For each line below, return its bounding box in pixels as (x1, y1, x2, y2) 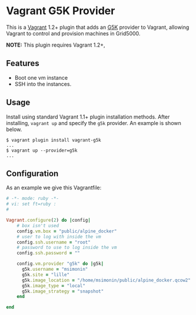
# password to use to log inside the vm (16, 245, 117, 251)
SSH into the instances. (14, 80, 72, 87)
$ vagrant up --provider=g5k (6, 147, 78, 153)
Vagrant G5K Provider (6, 4, 115, 18)
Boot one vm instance (14, 74, 68, 81)
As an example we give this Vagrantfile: (6, 184, 102, 191)
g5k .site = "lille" (21, 271, 69, 278)
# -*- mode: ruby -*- (6, 196, 59, 202)
